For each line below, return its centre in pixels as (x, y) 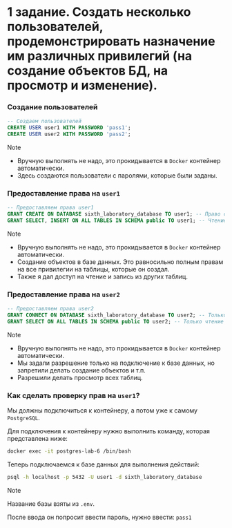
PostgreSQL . (23, 418)
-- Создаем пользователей (44, 122)
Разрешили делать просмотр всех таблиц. (80, 377)
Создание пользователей (52, 107)
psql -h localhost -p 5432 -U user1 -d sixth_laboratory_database (105, 478)
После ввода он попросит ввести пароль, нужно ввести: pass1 (99, 517)
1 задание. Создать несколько (99, 12)
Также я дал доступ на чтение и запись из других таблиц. (103, 276)
